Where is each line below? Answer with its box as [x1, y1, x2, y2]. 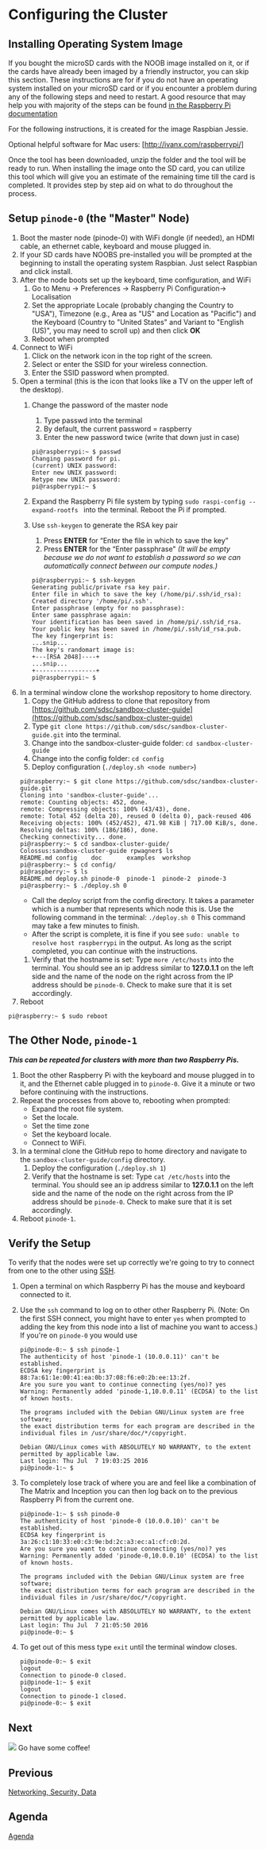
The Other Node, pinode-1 [8, 1034, 137, 1048]
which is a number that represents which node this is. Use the [31, 904, 234, 913]
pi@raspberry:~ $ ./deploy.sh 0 [19, 882, 127, 890]
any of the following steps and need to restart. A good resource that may [8, 92, 246, 101]
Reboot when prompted [31, 334, 110, 343]
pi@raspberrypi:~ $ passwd [31, 447, 121, 456]
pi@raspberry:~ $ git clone [19, 777, 113, 786]
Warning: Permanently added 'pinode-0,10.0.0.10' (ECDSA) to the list [19, 1552, 259, 1560]
